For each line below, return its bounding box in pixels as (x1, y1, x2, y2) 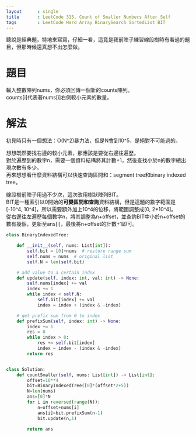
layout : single (6, 8, 59, 15)
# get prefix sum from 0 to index (16, 312, 100, 319)
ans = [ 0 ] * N (27, 394, 51, 400)
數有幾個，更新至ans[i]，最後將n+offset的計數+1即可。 (6, 221, 138, 228)
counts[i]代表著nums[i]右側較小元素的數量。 (6, 94, 113, 101)
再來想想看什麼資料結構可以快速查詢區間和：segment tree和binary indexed (6, 171, 186, 178)
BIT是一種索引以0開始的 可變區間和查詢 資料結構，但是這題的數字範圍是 (6, 198, 176, 205)
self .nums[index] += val (27, 280, 87, 287)
